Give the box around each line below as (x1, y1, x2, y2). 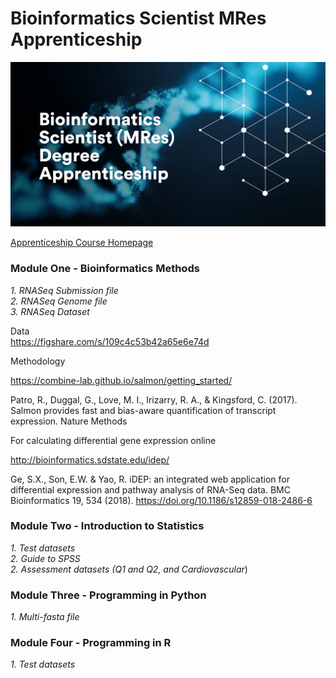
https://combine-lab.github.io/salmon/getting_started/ (10, 374, 233, 386)
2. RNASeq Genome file (10, 295, 108, 307)
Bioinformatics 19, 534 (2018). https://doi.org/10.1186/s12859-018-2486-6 (10, 494, 313, 506)
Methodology (10, 355, 66, 367)
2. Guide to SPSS (10, 552, 81, 564)
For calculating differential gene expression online (10, 434, 217, 446)
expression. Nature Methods (10, 415, 128, 427)
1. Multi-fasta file (10, 611, 80, 623)
